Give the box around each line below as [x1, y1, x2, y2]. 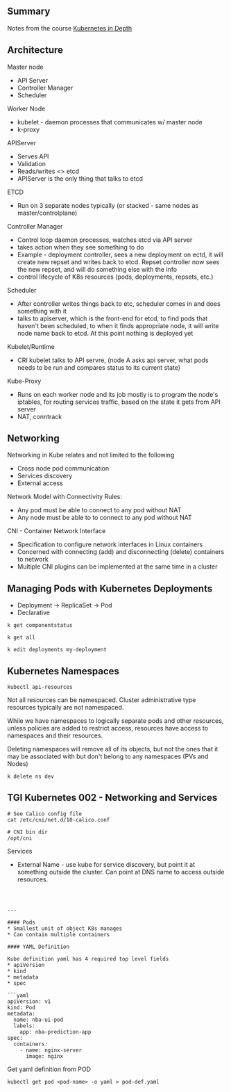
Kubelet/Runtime [7, 342, 55, 350]
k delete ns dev [7, 773, 54, 781]
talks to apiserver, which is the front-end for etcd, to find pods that [17, 314, 208, 323]
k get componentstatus [7, 622, 73, 629]
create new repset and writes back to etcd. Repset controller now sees [17, 257, 220, 266]
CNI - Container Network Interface [7, 527, 106, 535]
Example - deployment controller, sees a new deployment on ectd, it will [17, 250, 223, 259]
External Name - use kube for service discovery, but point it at [17, 860, 196, 868]
